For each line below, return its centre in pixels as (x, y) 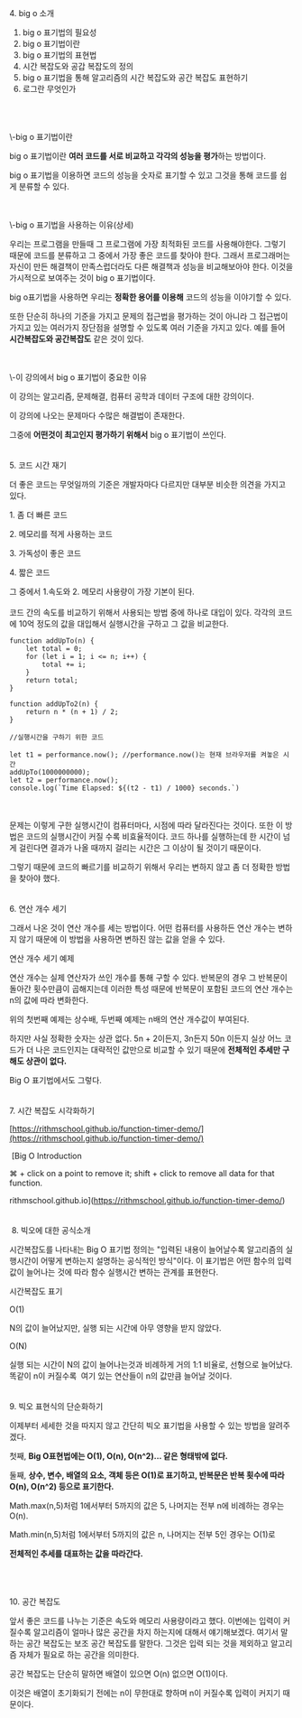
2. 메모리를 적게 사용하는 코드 (61, 534)
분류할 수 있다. (44, 186)
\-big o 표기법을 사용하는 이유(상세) (72, 225)
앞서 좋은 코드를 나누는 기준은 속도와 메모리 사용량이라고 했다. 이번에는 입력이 (145, 1620)
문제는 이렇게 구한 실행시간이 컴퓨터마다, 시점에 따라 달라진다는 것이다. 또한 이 (146, 825)
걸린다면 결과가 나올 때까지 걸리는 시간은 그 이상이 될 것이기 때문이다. (140, 848)
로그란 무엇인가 (49, 89)
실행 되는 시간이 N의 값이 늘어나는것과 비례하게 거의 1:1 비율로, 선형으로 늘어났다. (151, 1365)
